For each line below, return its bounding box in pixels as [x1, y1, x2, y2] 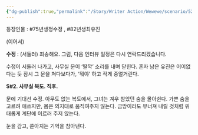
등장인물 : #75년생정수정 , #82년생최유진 [6, 25, 101, 32]
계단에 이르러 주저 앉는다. [21, 110, 81, 117]
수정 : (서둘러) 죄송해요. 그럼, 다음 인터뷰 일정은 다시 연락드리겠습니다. [6, 50, 167, 58]
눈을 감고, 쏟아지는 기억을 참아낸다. [6, 122, 87, 129]
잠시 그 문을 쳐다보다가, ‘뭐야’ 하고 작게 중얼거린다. [23, 70, 139, 77]
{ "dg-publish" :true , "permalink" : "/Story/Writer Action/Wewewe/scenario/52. [6, 8, 196, 15]
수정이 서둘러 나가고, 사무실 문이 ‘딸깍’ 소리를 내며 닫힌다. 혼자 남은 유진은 [6, 63, 175, 70]
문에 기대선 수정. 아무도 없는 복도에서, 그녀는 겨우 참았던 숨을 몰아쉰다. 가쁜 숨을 [6, 95, 190, 102]
